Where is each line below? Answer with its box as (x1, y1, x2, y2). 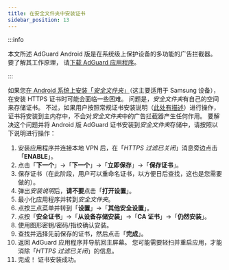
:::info (8, 35, 24, 43)
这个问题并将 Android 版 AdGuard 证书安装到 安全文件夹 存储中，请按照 (13, 120, 213, 128)
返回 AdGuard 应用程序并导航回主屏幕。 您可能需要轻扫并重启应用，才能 (17, 238, 223, 246)
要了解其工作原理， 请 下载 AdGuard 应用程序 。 (8, 58, 141, 66)
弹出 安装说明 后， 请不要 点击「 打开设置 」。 (17, 186, 136, 194)
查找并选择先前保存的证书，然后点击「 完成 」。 (17, 229, 147, 238)
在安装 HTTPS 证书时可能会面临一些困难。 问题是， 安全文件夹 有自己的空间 (8, 94, 219, 103)
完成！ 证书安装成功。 (17, 255, 80, 263)
